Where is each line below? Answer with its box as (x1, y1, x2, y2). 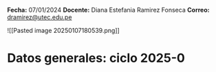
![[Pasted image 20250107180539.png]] (7, 27, 120, 34)
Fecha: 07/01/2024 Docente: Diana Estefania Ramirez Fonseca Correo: (7, 6, 210, 14)
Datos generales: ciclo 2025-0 (7, 51, 186, 66)
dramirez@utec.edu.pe (7, 13, 72, 21)
